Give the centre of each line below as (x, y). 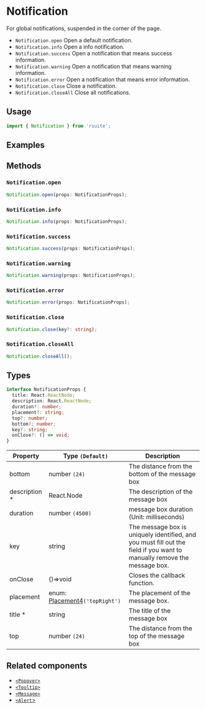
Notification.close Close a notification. (66, 86)
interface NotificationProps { (46, 390)
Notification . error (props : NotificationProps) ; (68, 302)
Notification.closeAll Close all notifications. (73, 92)
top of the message (157, 636)
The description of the (161, 492)
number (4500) (70, 513)
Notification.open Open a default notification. (74, 40)
